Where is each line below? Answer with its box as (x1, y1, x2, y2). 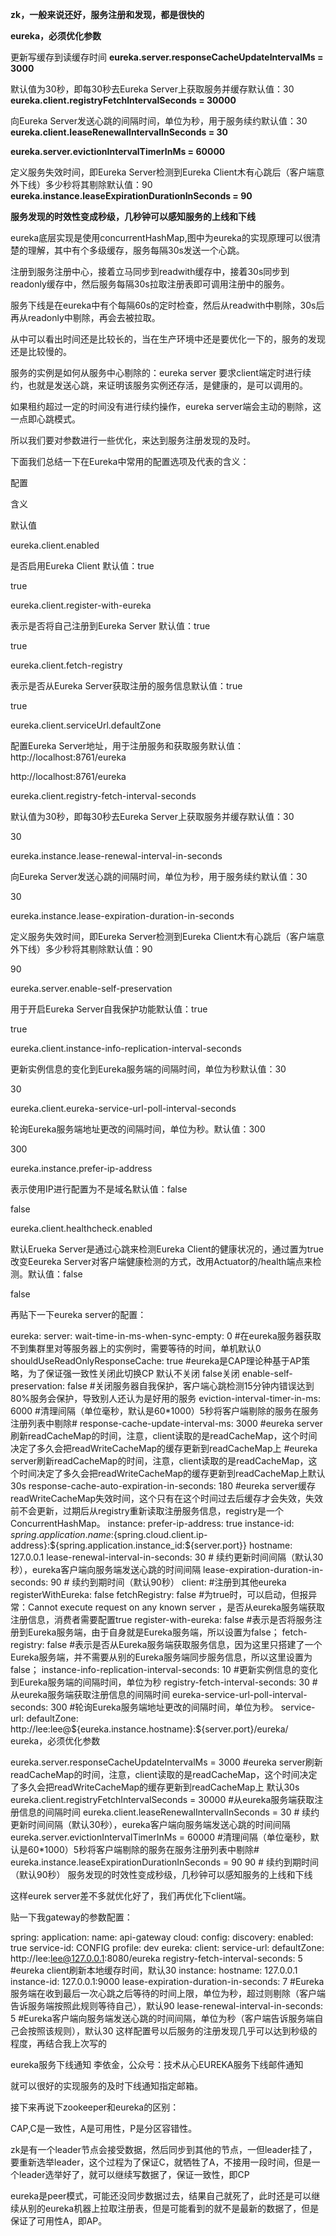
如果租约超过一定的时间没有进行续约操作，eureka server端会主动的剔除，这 (10, 401, 322, 412)
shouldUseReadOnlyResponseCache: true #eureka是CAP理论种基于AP (10, 1355, 302, 1367)
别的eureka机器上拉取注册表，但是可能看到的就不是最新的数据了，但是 (27, 2203, 320, 2214)
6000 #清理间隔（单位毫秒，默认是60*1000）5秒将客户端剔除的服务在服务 (10, 1405, 320, 1417)
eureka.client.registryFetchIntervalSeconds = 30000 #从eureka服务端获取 (10, 1794, 315, 1805)
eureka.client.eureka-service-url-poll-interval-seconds (10, 1103, 237, 1114)
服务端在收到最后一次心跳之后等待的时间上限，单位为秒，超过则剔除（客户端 (10, 1988, 326, 1999)
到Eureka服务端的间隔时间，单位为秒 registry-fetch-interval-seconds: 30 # (10, 1676, 318, 1688)
